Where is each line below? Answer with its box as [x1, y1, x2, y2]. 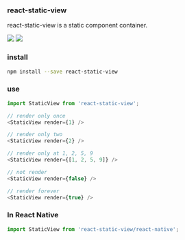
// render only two [7, 131, 63, 138]
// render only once [7, 112, 66, 119]
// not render [7, 168, 48, 175]
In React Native [7, 210, 59, 220]
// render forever [7, 188, 60, 195]
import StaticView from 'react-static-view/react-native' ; [7, 226, 180, 232]
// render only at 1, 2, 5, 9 [7, 150, 94, 157]
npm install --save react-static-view [7, 68, 118, 75]
